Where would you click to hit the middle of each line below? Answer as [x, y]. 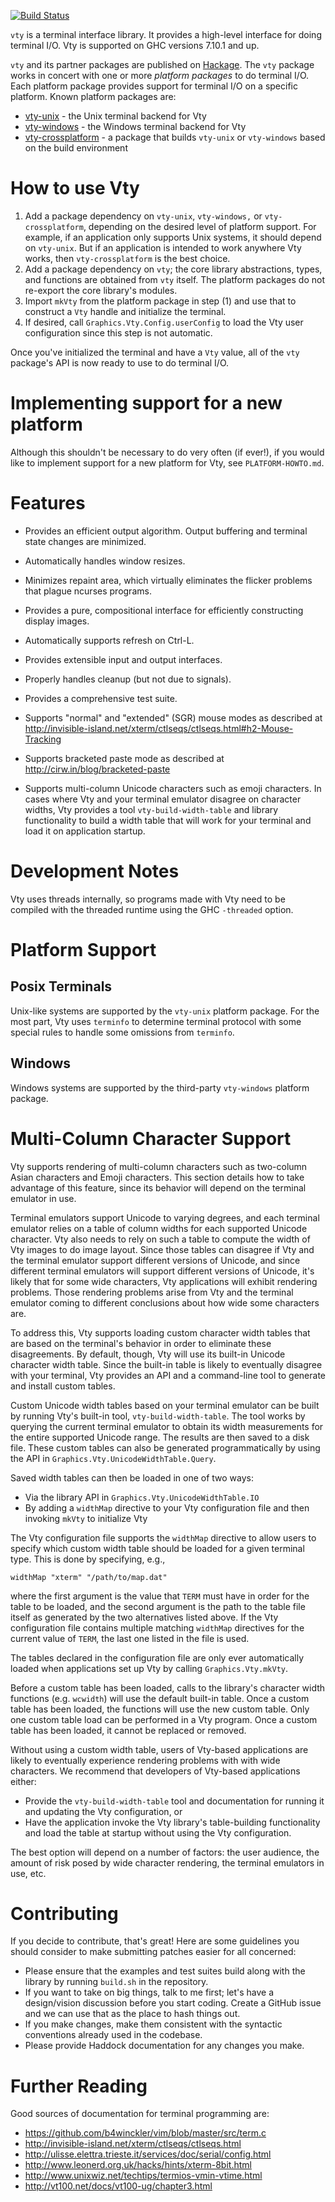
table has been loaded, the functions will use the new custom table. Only [160, 1709]
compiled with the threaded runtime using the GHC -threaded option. [152, 909]
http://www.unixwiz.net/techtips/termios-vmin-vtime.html [143, 2176]
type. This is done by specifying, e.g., [88, 1559]
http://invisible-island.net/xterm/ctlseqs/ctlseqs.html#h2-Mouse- [159, 728]
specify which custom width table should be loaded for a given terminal [157, 1548]
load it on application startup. [85, 831]
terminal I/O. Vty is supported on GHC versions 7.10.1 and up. [135, 45]
